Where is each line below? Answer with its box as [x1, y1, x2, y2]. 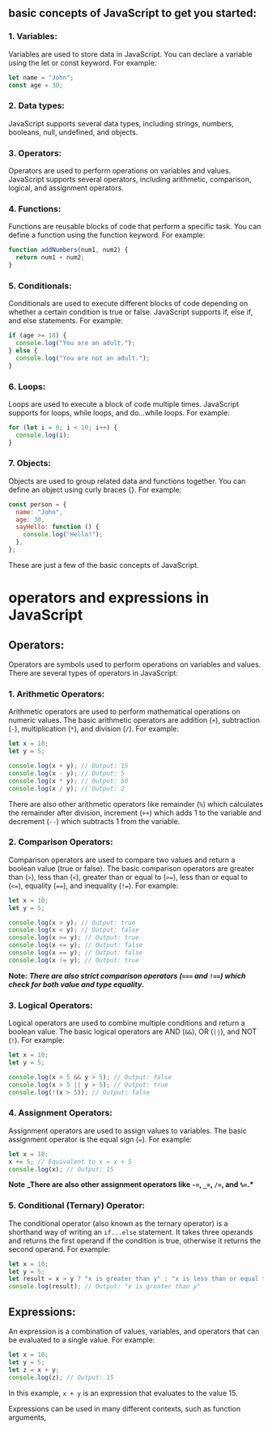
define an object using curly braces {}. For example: [8, 484, 182, 494]
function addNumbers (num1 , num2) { [8, 246, 129, 254]
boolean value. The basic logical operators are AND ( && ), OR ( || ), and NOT [8, 1027, 257, 1036]
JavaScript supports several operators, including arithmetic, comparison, [8, 174, 252, 185]
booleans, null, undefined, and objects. [8, 127, 138, 137]
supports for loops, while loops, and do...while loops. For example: [8, 408, 231, 417]
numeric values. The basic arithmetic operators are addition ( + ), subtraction [8, 715, 261, 725]
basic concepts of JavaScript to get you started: [8, 6, 257, 20]
